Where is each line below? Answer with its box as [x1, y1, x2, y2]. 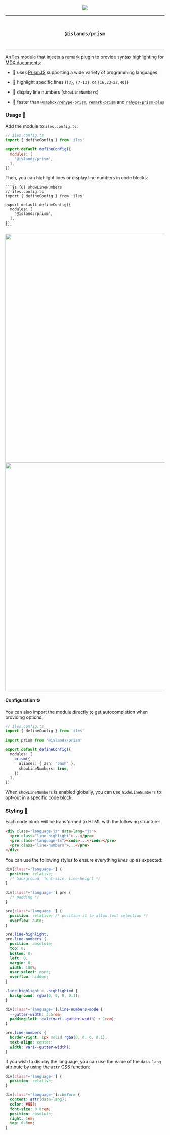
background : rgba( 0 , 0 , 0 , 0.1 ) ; [10, 993, 80, 998]
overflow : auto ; [10, 918, 44, 923]
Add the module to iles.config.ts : [5, 123, 78, 129]
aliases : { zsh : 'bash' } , [18, 761, 76, 766]
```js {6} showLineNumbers [5, 185, 62, 190]
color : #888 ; [10, 1101, 37, 1107]
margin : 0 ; [10, 960, 33, 965]
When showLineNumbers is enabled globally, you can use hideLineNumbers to [5, 789, 161, 795]
